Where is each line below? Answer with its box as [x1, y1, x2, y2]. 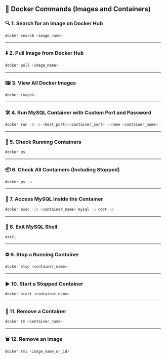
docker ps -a [5, 179, 32, 184]
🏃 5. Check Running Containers [5, 139, 82, 145]
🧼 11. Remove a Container [5, 308, 67, 315]
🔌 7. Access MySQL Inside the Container [5, 196, 103, 202]
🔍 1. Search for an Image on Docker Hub [5, 20, 103, 27]
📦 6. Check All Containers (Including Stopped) [5, 166, 120, 173]
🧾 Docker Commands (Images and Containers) [5, 5, 151, 13]
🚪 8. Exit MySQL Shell [5, 223, 58, 230]
